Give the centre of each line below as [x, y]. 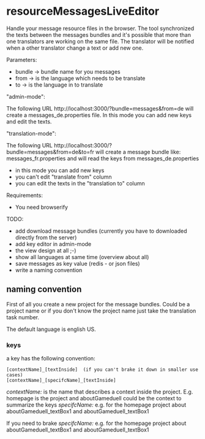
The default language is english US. [51, 329]
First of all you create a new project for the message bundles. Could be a [98, 304]
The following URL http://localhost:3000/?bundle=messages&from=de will [100, 108]
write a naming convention [49, 270]
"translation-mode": [31, 133]
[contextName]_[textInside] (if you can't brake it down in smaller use [102, 370]
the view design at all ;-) [46, 251]
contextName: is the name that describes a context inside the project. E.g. [100, 392]
